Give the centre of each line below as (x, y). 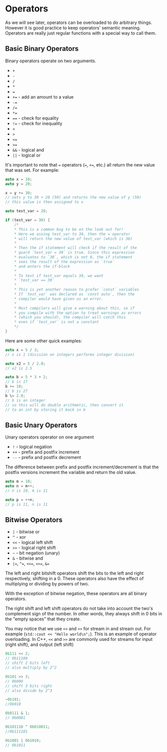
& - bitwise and (28, 558)
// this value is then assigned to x (44, 202)
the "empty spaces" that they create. (43, 619)
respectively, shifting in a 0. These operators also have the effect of (75, 579)
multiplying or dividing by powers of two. (47, 584)
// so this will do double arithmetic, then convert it (64, 405)
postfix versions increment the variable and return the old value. (71, 472)
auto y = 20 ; (19, 184)
